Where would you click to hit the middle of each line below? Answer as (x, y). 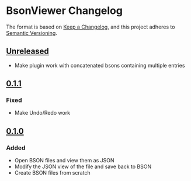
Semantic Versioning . (32, 33)
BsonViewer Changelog (64, 11)
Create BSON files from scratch (52, 173)
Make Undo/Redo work (42, 113)
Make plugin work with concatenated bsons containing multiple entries (100, 65)
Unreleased (28, 52)
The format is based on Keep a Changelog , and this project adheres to (91, 27)
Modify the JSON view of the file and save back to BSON (83, 166)
